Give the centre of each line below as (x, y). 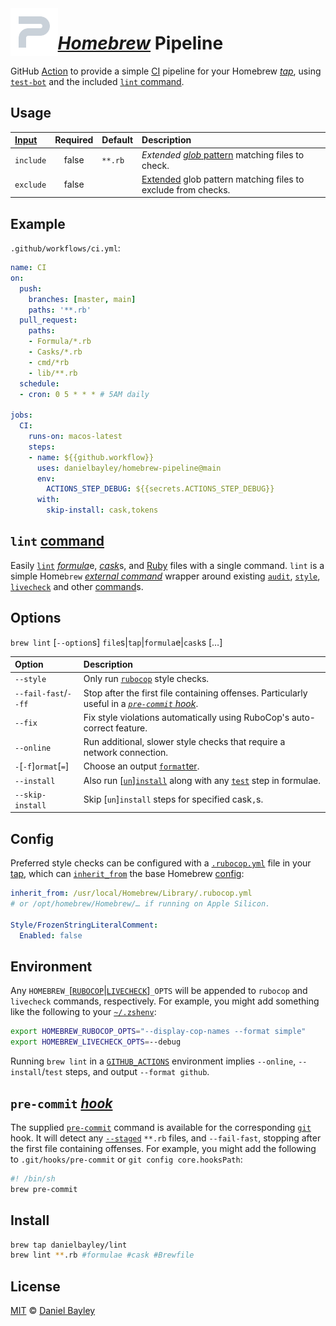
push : (31, 288)
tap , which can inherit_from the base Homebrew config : (127, 874)
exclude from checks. (186, 189)
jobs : (21, 415)
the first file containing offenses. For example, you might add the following (163, 1148)
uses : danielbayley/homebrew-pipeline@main (129, 468)
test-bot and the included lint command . (97, 81)
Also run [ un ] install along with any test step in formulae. (202, 780)
